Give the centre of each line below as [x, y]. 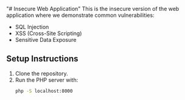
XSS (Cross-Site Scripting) [48, 33]
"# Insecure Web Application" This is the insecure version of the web [93, 9]
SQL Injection [32, 27]
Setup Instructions [42, 59]
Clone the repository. [41, 73]
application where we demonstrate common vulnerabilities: [80, 15]
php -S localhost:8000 [44, 91]
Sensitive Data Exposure [46, 40]
